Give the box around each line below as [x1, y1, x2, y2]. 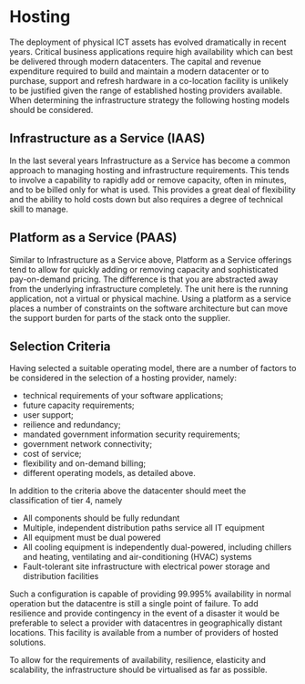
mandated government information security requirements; [22, 429, 240, 440]
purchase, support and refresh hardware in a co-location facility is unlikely [9, 75, 289, 86]
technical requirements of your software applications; [22, 390, 224, 401]
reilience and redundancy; [22, 420, 121, 430]
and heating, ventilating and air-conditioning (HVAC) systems [22, 552, 252, 563]
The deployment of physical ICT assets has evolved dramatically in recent [9, 36, 287, 47]
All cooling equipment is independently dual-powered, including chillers [22, 542, 292, 553]
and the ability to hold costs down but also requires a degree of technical [9, 193, 284, 204]
